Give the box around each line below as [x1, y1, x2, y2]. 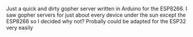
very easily [6, 24, 33, 31]
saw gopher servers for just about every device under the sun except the [6, 11, 186, 18]
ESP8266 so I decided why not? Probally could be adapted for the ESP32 [6, 18, 186, 24]
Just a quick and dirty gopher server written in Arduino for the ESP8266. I [6, 5, 188, 12]
